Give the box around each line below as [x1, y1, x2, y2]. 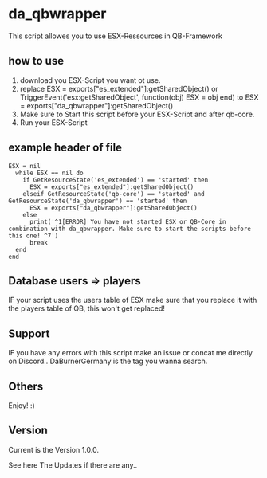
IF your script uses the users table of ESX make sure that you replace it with [8, 296, 257, 305]
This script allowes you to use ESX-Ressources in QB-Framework [8, 31, 223, 41]
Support [8, 327, 50, 340]
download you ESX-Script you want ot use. [19, 75, 161, 84]
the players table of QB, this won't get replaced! [8, 304, 166, 313]
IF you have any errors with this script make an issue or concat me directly [8, 348, 253, 358]
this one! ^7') [8, 232, 59, 240]
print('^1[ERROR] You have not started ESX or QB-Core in [29, 217, 226, 225]
